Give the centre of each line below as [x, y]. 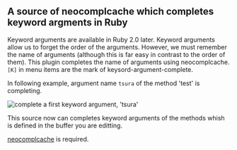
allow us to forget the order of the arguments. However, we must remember [117, 47]
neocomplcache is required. [48, 139]
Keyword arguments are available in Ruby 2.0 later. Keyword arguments [111, 39]
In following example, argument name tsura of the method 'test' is [104, 83]
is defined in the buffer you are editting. [65, 125]
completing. [25, 90]
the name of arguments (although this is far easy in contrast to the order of [116, 54]
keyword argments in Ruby [68, 23]
